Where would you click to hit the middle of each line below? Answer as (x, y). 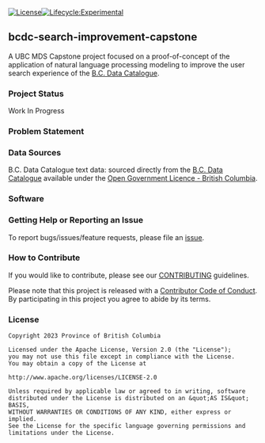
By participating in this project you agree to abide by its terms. (110, 299)
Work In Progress (36, 111)
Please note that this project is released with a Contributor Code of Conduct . (133, 290)
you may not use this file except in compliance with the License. (122, 357)
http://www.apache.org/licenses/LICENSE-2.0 (83, 378)
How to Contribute (44, 258)
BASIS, (19, 405)
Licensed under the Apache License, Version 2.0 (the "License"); (120, 350)
